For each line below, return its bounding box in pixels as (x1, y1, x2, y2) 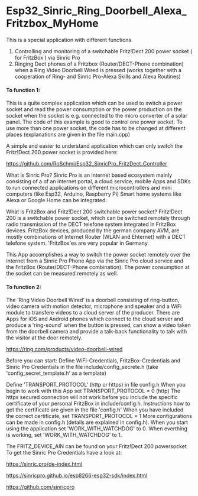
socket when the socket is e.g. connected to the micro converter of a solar (6, 112, 188, 119)
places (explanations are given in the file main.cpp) (6, 131, 131, 138)
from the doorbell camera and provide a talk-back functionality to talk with (6, 328, 187, 335)
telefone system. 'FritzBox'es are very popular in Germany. (6, 239, 150, 247)
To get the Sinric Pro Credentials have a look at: (6, 449, 122, 456)
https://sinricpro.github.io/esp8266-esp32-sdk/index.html (6, 472, 148, 479)
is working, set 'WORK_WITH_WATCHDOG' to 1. (6, 432, 122, 439)
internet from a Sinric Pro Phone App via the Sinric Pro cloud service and (6, 257, 184, 264)
